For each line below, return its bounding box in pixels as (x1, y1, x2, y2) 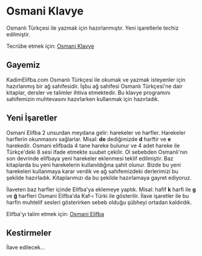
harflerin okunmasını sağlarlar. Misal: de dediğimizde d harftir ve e (6, 135, 171, 143)
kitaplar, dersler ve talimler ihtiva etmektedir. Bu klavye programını (6, 89, 171, 96)
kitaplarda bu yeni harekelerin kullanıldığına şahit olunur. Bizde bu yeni (6, 161, 181, 168)
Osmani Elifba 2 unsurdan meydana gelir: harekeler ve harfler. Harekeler (6, 129, 186, 136)
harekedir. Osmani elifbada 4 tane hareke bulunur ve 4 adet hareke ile (6, 142, 180, 149)
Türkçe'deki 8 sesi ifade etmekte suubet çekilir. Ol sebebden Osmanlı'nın (6, 148, 188, 156)
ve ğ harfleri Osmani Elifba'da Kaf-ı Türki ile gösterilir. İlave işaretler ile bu (6, 192, 189, 199)
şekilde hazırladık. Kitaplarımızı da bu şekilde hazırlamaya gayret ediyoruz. (6, 174, 192, 181)
